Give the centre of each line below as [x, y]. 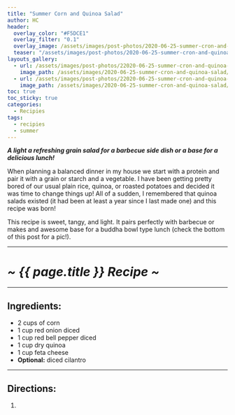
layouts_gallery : [33, 59]
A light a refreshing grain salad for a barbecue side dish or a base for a [113, 150]
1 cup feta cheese [43, 353]
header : [19, 27]
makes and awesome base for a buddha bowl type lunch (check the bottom [116, 230]
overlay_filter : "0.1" [47, 40]
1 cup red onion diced [49, 330]
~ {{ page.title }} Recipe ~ [83, 271]
